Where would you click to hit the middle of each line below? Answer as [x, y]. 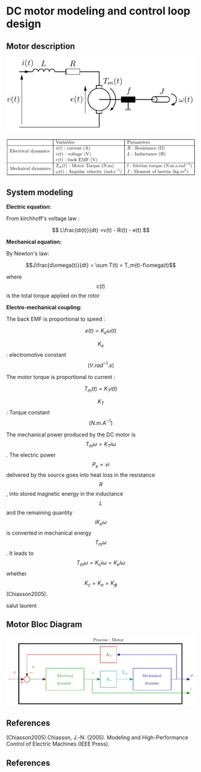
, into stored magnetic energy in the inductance [65, 494]
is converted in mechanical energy [49, 533]
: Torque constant [28, 413]
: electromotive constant [36, 354]
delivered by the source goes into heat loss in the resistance [81, 475]
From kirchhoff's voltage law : [43, 219]
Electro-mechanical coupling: [44, 307]
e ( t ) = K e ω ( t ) [101, 331]
